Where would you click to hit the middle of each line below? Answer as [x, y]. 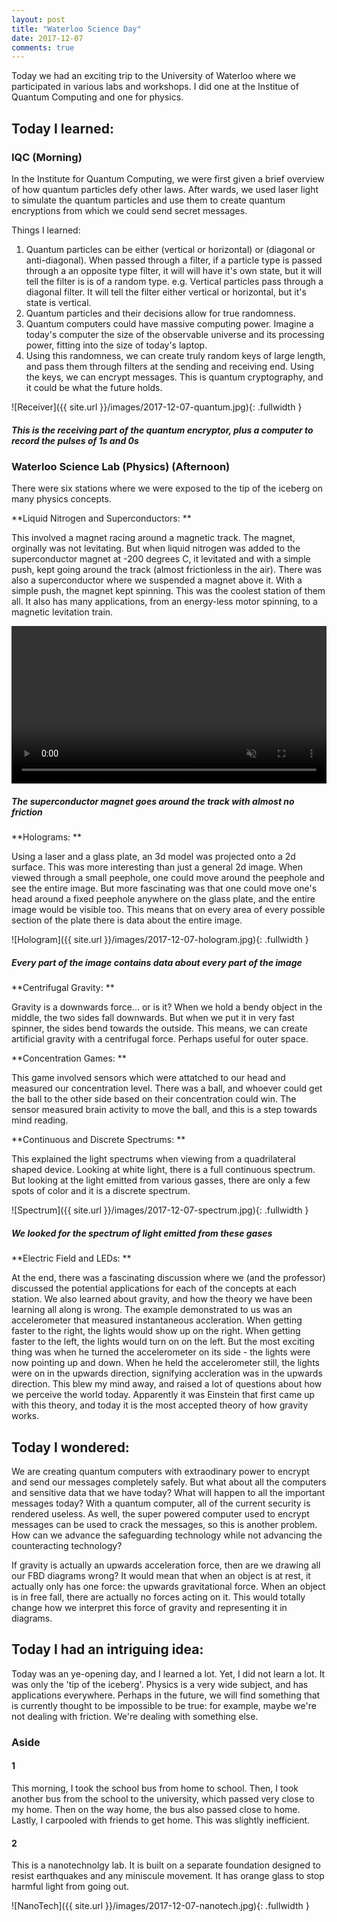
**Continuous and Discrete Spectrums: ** [98, 1140]
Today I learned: [62, 128]
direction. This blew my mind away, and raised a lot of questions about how [167, 1384]
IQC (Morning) [47, 157]
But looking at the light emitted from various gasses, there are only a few [161, 1180]
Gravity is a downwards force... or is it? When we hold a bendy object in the [167, 1007]
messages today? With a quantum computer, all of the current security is [161, 1503]
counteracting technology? [67, 1545]
